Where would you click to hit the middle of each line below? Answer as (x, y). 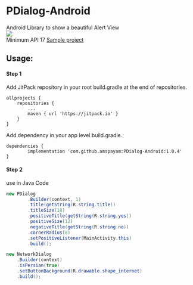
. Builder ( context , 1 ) (55, 199)
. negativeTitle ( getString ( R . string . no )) (78, 227)
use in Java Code (27, 182)
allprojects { (24, 98)
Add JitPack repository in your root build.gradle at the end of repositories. (97, 87)
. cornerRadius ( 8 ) (49, 233)
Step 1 (14, 73)
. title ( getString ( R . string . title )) (72, 205)
